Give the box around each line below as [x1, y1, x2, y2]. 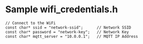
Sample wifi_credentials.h [5, 4, 118, 15]
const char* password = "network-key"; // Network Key [5, 29, 129, 34]
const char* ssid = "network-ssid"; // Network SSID [5, 25, 131, 30]
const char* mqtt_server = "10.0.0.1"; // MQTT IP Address [5, 34, 138, 39]
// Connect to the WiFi [5, 20, 56, 26]
